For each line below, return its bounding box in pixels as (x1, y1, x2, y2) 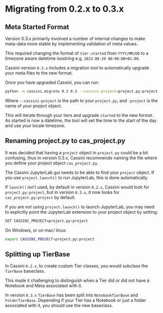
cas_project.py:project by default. (5, 194, 76, 200)
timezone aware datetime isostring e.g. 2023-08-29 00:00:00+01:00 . (5, 55, 140, 61)
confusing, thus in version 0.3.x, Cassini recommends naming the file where (5, 155, 157, 161)
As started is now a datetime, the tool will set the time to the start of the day (5, 117, 157, 123)
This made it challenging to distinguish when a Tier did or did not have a (5, 277, 150, 283)
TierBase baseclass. (5, 268, 45, 274)
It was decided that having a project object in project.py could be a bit (5, 149, 148, 155)
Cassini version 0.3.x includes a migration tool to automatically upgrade (5, 65, 149, 71)
